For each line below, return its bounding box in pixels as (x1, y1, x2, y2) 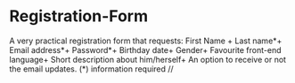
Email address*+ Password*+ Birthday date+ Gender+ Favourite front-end (9, 44, 282, 55)
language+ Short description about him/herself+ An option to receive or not (9, 54, 287, 64)
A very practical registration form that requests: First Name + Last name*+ (9, 35, 283, 46)
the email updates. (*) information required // (9, 64, 174, 74)
